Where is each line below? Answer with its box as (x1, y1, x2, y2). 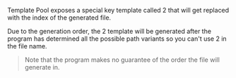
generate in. (24, 63, 60, 71)
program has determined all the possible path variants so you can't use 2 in (7, 34, 228, 43)
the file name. (7, 42, 47, 50)
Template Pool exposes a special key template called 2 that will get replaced (7, 6, 230, 14)
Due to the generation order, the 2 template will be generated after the (7, 27, 212, 35)
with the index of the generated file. (7, 13, 112, 22)
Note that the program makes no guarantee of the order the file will (24, 56, 220, 64)
